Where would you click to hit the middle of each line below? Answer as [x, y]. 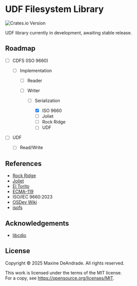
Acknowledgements [37, 223]
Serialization [47, 100]
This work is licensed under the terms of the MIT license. [64, 272]
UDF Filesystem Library [55, 9]
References [23, 163]
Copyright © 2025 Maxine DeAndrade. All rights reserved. [65, 263]
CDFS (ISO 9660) [30, 60]
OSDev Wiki [25, 202]
